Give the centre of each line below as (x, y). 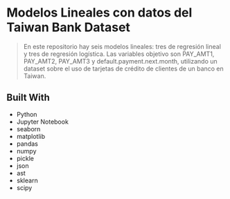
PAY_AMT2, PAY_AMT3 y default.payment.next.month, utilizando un (120, 61)
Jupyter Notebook (42, 122)
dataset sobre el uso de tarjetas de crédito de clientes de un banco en (124, 68)
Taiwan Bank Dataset (69, 27)
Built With (28, 98)
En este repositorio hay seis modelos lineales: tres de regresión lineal (122, 46)
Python (27, 114)
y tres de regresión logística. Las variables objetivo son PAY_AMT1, (119, 54)
